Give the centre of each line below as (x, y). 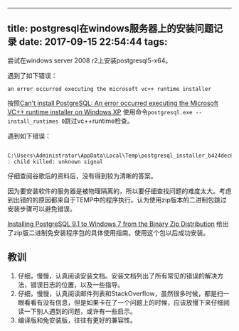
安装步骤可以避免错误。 (42, 208)
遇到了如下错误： (32, 75)
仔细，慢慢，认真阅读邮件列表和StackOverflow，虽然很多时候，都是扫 (121, 293)
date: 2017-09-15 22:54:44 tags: (93, 42)
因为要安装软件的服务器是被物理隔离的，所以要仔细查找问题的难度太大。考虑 (119, 191)
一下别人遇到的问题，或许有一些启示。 (80, 311)
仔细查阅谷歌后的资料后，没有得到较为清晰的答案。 (82, 175)
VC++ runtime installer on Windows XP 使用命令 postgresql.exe (100, 112)
